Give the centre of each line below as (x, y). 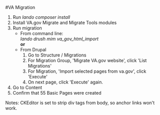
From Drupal (33, 50)
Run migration (27, 28)
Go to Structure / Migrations (57, 55)
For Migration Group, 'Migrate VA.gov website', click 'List (87, 60)
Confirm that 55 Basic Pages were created (57, 93)
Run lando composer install (41, 17)
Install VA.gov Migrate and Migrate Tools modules (65, 23)
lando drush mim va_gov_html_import (59, 39)
